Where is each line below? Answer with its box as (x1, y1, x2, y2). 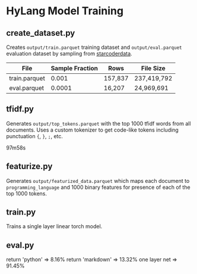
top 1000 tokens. (6, 189, 47, 197)
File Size (141, 64, 166, 72)
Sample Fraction (50, 64, 99, 72)
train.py (6, 207, 36, 217)
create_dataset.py (6, 28, 75, 38)
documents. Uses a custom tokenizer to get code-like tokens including (6, 126, 179, 133)
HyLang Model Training (6, 4, 123, 18)
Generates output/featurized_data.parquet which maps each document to (6, 177, 190, 184)
